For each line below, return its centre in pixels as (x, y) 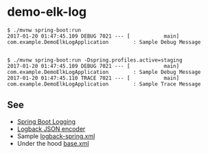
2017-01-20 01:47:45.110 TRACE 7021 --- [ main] (93, 78)
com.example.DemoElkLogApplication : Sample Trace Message (104, 84)
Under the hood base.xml (53, 143)
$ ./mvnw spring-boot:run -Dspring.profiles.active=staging (95, 60)
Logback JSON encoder (51, 129)
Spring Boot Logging (46, 121)
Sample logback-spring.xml (56, 136)
